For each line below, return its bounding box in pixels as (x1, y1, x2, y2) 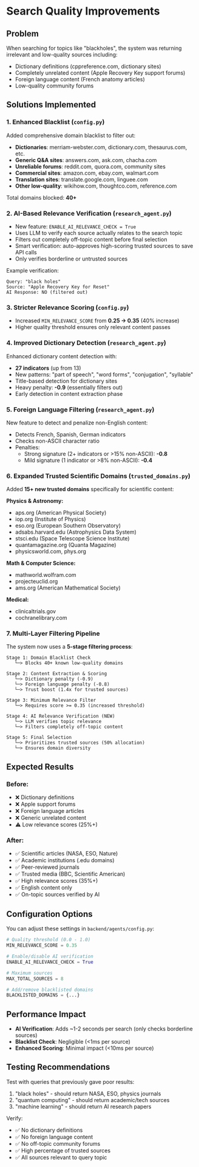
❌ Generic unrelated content (15, 814, 87, 822)
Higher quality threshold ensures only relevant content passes (15, 324, 171, 331)
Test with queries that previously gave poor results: (6, 1078, 135, 1085)
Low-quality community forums (15, 82, 94, 89)
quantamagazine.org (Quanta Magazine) (15, 542, 116, 549)
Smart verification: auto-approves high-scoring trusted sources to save (15, 242, 194, 250)
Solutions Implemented (6, 100, 96, 110)
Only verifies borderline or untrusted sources (15, 255, 128, 262)
